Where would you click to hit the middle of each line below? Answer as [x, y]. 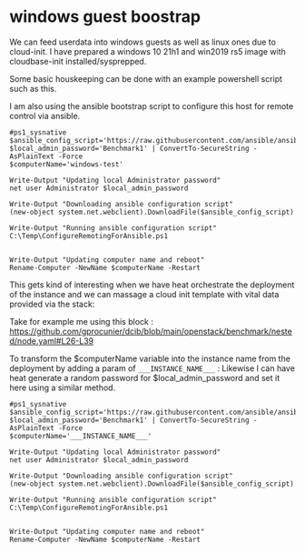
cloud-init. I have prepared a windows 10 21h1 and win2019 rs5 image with [148, 51]
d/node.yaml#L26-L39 [52, 341]
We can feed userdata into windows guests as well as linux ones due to [143, 42]
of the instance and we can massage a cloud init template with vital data [144, 294]
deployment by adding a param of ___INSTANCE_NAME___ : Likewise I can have [152, 368]
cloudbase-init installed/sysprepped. [78, 61]
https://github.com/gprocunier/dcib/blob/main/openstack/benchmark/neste [151, 331]
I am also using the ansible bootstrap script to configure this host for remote [152, 106]
